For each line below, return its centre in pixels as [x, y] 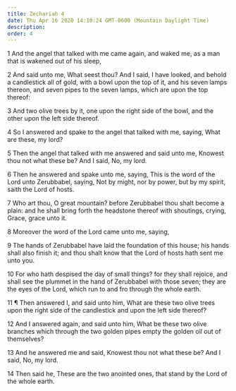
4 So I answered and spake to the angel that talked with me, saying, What [114, 132]
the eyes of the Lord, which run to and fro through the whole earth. [104, 289]
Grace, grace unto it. [37, 218]
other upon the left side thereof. [54, 119]
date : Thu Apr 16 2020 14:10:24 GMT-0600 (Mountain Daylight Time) [108, 20]
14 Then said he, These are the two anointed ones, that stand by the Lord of [117, 374]
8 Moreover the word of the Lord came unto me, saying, [88, 232]
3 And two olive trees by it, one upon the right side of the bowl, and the [111, 111]
